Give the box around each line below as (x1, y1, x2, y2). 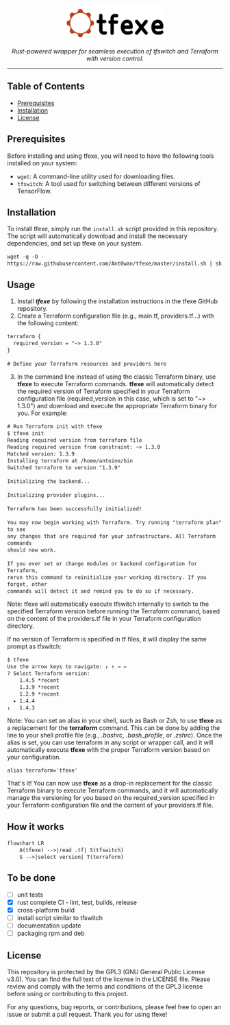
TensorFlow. (16, 187, 52, 195)
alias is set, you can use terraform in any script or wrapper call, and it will (7, 738, 214, 746)
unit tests (16, 891, 44, 899)
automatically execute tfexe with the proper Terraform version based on (7, 746, 210, 754)
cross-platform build (16, 906, 75, 914)
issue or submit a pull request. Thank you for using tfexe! (7, 1011, 168, 1019)
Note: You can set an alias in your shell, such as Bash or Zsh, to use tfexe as (7, 716, 222, 725)
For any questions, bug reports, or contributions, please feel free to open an (7, 1003, 221, 1011)
